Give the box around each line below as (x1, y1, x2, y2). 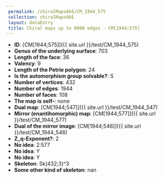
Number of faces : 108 (14, 91, 68, 98)
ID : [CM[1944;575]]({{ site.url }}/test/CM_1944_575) (14, 41, 139, 48)
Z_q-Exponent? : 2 (14, 135, 59, 142)
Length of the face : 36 (14, 54, 70, 61)
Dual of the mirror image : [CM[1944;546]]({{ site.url (14, 123, 141, 130)
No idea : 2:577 (14, 141, 51, 149)
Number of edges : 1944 (14, 85, 73, 92)
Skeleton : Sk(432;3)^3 (14, 160, 69, 167)
